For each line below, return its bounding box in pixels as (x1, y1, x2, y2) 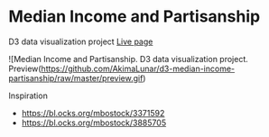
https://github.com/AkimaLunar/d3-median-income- (41, 63, 236, 74)
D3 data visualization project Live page (8, 36, 153, 47)
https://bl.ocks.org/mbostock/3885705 (21, 117, 167, 128)
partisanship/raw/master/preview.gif (8, 72, 144, 83)
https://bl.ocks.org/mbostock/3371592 (21, 107, 165, 118)
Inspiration (8, 90, 49, 101)
